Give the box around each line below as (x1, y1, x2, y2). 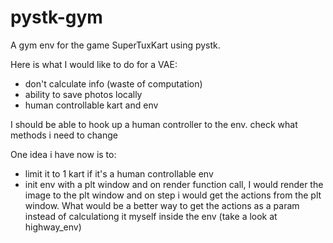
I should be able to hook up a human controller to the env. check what (10, 118, 298, 130)
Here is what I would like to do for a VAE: (10, 58, 178, 70)
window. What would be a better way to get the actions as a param (24, 199, 300, 211)
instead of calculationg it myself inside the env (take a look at (24, 210, 278, 222)
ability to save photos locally (24, 88, 143, 100)
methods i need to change (10, 129, 118, 141)
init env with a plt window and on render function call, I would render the (24, 178, 324, 190)
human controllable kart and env (24, 99, 159, 111)
